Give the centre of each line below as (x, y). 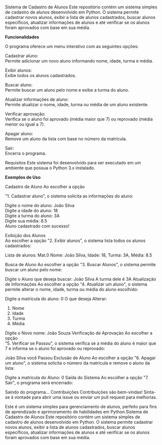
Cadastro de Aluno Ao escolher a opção (45, 187)
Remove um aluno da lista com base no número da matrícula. (66, 139)
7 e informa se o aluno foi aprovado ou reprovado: (55, 348)
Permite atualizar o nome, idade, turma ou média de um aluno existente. (77, 104)
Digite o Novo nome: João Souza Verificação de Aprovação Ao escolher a (79, 333)
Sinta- (150, 392)
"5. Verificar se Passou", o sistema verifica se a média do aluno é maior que (81, 343)
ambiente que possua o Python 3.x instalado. (50, 168)
